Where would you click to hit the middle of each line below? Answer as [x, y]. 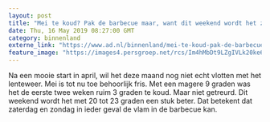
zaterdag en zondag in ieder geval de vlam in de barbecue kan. [113, 109]
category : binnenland [45, 38]
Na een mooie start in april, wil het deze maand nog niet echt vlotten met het [135, 75]
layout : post [30, 16]
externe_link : [32, 45]
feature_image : [34, 53]
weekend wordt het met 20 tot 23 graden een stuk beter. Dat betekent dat [131, 101]
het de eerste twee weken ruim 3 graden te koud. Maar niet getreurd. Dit [128, 92]
